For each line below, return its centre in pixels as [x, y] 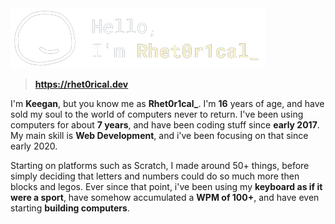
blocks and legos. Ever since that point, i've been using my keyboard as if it [166, 186]
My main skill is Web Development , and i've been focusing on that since [159, 135]
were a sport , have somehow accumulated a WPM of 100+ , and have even [165, 197]
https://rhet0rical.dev [81, 84]
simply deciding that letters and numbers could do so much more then [155, 176]
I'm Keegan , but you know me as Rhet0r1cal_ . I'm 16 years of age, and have [167, 103]
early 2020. [34, 146]
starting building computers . [70, 208]
